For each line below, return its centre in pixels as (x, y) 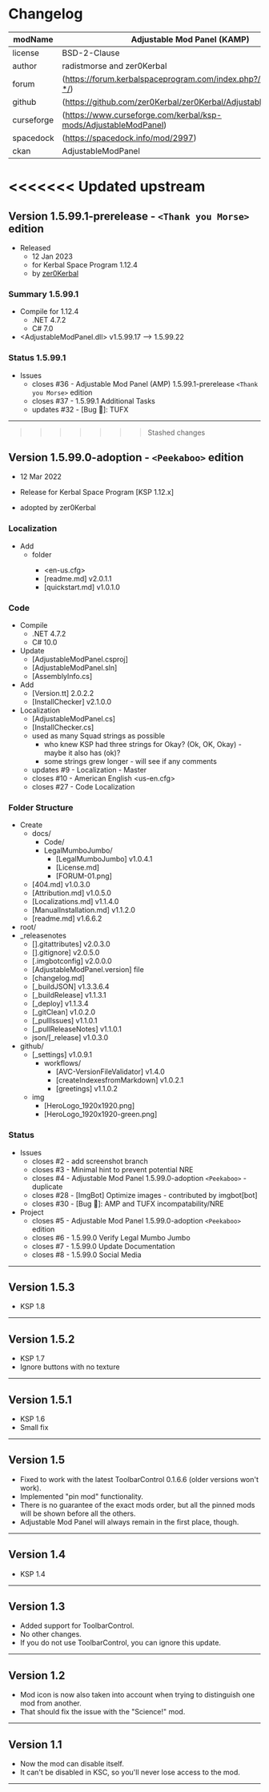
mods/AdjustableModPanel (113, 125)
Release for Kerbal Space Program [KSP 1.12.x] (97, 492)
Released (35, 247)
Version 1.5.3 (42, 1287)
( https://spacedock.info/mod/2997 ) (129, 138)
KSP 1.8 (32, 1307)
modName (33, 39)
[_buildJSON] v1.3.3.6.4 (70, 986)
